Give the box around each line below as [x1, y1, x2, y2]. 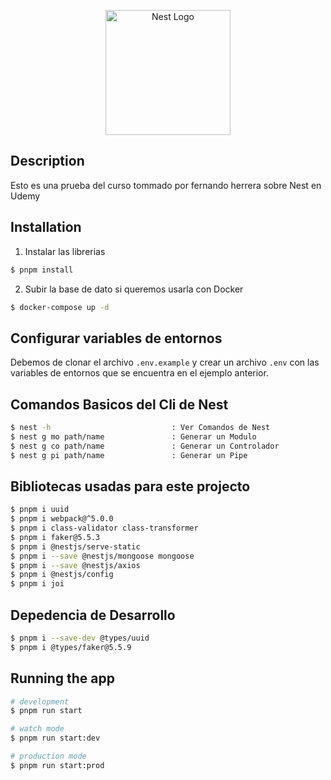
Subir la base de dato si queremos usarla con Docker [24, 283, 244, 295]
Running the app [10, 670, 115, 687]
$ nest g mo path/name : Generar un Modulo [10, 431, 257, 442]
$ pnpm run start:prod [10, 760, 105, 770]
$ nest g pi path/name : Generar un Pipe [10, 450, 248, 460]
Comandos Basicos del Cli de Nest [10, 396, 229, 413]
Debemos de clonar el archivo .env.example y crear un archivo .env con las [10, 356, 320, 369]
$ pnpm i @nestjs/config [10, 570, 114, 580]
